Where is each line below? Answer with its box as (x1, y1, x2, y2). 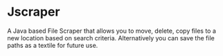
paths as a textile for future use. (7, 41, 98, 49)
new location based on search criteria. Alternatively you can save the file (7, 33, 215, 42)
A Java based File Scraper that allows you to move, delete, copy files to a (7, 27, 217, 35)
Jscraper (7, 4, 60, 20)
